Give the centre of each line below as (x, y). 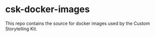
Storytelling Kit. (21, 28)
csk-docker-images (48, 9)
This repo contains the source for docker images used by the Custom (78, 23)
